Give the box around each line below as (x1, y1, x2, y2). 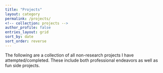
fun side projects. (5, 62, 40, 68)
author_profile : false (5, 25, 51, 30)
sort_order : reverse (5, 39, 47, 44)
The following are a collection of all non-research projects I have (5, 52, 134, 58)
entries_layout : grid (5, 30, 49, 35)
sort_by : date (5, 35, 34, 39)
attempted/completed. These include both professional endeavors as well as (5, 57, 158, 63)
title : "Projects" (5, 7, 42, 12)
